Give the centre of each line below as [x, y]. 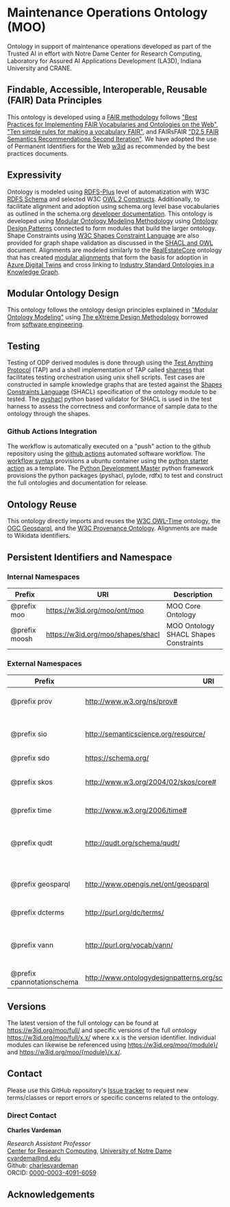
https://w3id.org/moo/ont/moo [95, 610]
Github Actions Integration [52, 432]
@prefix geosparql [40, 884]
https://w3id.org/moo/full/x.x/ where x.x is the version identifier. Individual [112, 1037]
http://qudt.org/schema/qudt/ [132, 843]
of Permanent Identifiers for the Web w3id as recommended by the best [108, 146]
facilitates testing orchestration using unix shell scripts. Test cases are [106, 377]
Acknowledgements [51, 1194]
